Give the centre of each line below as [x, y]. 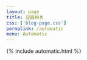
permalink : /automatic [35, 28]
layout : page [23, 12]
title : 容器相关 [25, 17]
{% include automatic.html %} [44, 51]
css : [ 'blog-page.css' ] [37, 23]
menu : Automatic [27, 34]
